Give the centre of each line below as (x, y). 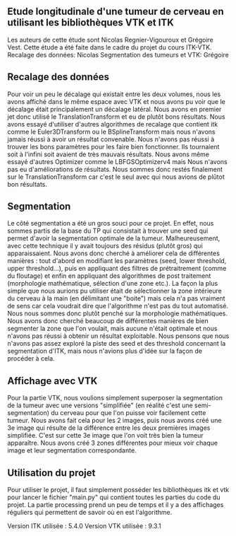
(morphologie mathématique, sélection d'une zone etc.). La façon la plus (113, 284)
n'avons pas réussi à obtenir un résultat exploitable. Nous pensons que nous (118, 336)
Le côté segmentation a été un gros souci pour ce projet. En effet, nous (111, 223)
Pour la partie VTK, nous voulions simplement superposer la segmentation (115, 398)
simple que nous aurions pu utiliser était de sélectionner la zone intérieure (114, 291)
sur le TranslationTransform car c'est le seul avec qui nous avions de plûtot (116, 177)
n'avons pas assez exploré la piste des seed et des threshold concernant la (117, 344)
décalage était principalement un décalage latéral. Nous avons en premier (114, 109)
